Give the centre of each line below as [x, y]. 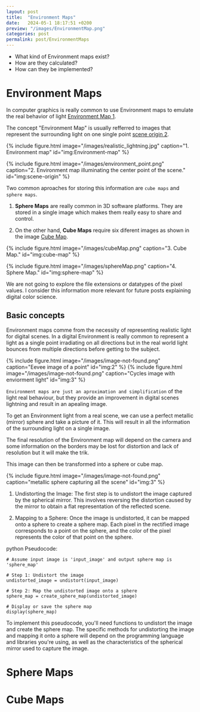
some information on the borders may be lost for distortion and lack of [93, 446]
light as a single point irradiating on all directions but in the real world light [97, 343]
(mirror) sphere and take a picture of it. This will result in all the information [98, 421]
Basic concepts [36, 315]
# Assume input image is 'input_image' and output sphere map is [89, 560]
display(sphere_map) [32, 612]
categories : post [28, 34]
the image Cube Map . [41, 236]
